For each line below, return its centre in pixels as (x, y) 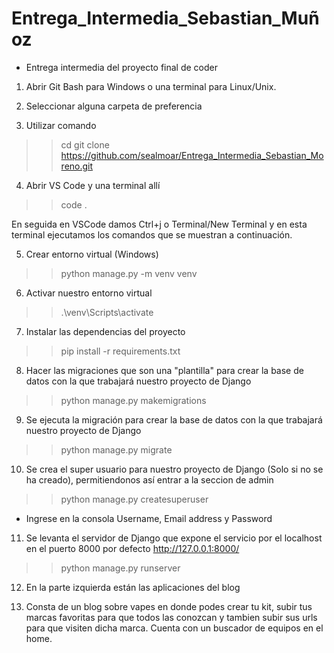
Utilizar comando (61, 125)
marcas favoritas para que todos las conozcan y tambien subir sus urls (171, 617)
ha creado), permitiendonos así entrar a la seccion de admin (149, 479)
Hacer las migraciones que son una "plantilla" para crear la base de (164, 370)
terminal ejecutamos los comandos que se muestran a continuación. (152, 234)
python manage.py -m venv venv (129, 273)
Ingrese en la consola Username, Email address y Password (149, 518)
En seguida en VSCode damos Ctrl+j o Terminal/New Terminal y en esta (159, 224)
